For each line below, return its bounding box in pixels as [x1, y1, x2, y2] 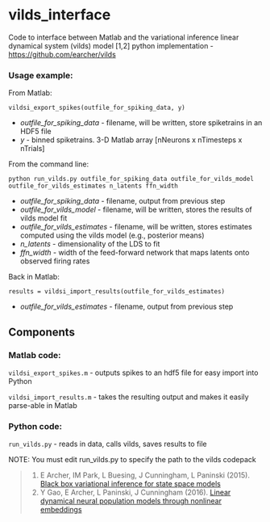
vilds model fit [19, 213, 68, 223]
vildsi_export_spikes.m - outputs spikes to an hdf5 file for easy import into [8, 368, 259, 377]
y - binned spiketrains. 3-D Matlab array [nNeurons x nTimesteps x [19, 135, 243, 145]
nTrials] [19, 144, 45, 154]
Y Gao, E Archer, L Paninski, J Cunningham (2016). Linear [39, 487, 231, 498]
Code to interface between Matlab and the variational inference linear [8, 32, 239, 42]
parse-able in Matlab [8, 400, 78, 410]
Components [8, 325, 75, 339]
